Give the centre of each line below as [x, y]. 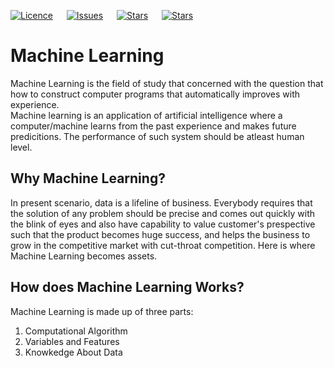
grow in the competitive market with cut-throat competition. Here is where [163, 245]
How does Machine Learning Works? [127, 287]
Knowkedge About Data [73, 352]
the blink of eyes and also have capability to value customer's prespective [163, 224]
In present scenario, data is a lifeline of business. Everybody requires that [161, 202]
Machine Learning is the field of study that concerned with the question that [167, 83]
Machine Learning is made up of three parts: [102, 311]
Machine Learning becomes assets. [84, 256]
